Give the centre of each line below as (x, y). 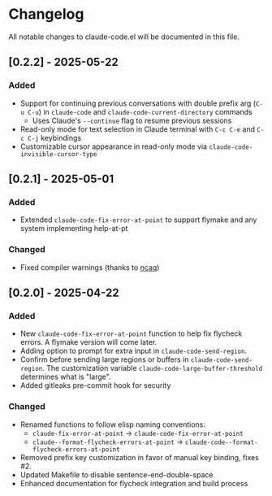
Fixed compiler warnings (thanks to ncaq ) (90, 267)
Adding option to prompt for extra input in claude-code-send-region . (134, 351)
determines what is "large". (65, 377)
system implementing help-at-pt (74, 228)
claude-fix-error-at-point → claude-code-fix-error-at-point (138, 433)
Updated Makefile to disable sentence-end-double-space (117, 474)
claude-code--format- (222, 442)
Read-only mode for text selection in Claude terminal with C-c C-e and (138, 129)
